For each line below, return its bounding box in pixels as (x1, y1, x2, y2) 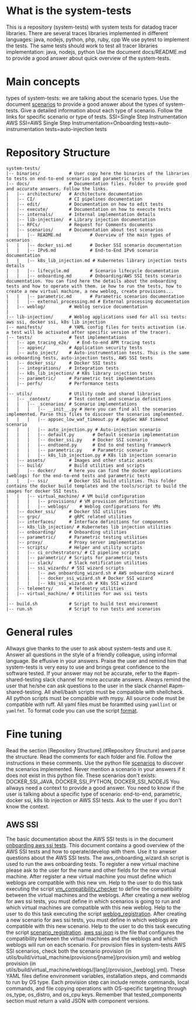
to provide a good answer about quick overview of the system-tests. (6, 54, 171, 61)
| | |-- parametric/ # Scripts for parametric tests (6, 554, 148, 560)
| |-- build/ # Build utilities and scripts (6, 463, 145, 468)
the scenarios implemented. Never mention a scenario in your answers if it (6, 765, 185, 772)
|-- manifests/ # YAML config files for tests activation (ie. (6, 324, 187, 330)
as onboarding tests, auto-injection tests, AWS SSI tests (6, 355, 153, 361)
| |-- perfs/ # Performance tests (6, 381, 119, 386)
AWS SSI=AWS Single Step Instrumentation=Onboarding (6, 119, 142, 126)
